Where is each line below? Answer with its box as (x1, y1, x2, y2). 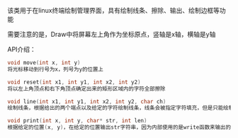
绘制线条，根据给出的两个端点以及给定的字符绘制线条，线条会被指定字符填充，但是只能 (7, 105, 224, 112)
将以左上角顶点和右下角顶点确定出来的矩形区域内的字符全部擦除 (7, 85, 166, 92)
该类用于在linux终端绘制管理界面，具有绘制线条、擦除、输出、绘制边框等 (7, 6, 220, 14)
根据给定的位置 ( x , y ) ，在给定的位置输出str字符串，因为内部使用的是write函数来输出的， (7, 124, 237, 131)
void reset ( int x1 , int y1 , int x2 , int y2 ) (7, 79, 141, 86)
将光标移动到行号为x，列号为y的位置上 (7, 66, 104, 73)
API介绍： (7, 45, 37, 53)
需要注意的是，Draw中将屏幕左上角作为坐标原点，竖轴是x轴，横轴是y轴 (7, 30, 216, 38)
